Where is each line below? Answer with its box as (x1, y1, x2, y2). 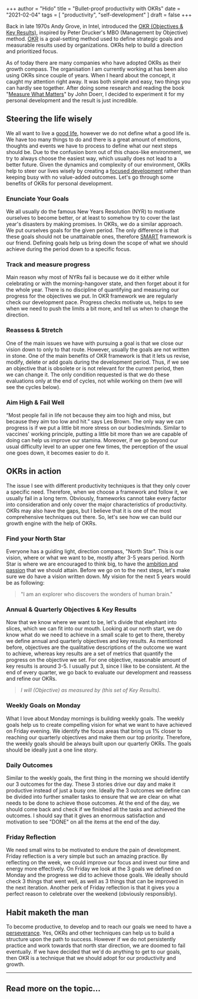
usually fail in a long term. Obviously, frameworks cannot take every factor (6, 494, 187, 501)
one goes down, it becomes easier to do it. (6, 449, 110, 456)
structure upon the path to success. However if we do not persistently (6, 936, 176, 943)
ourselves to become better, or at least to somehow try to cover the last (6, 214, 180, 221)
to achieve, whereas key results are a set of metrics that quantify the (6, 650, 173, 657)
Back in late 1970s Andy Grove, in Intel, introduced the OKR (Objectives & (6, 23, 184, 30)
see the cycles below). (6, 383, 61, 390)
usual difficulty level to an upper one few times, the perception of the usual (6, 443, 189, 450)
